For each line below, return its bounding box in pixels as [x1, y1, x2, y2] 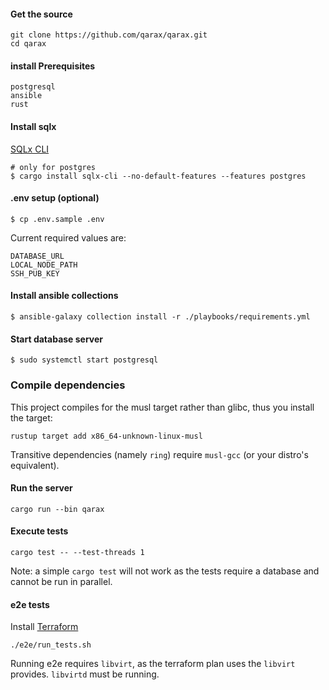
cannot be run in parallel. [10, 575, 113, 587]
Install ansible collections [10, 290, 119, 302]
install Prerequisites [10, 60, 96, 72]
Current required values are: [10, 231, 127, 244]
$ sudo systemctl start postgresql [10, 355, 159, 365]
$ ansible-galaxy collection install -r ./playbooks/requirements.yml [10, 312, 311, 322]
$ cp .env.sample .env [10, 214, 105, 224]
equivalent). [10, 459, 60, 471]
